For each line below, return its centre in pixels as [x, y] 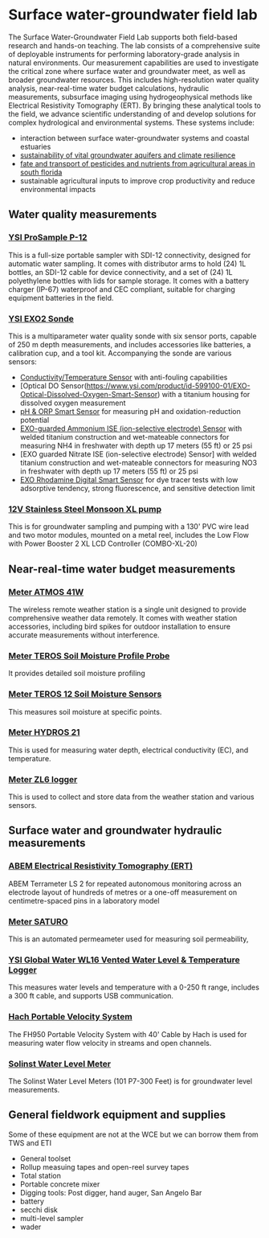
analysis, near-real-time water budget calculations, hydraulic [109, 88]
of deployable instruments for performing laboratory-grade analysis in [124, 54]
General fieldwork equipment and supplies [117, 1115]
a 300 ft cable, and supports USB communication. [91, 996]
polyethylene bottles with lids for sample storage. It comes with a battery [129, 281]
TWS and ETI [30, 1142]
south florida [41, 172]
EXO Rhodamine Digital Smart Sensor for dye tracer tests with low [129, 479]
